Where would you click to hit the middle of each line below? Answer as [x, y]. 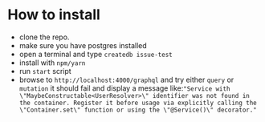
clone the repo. [44, 37]
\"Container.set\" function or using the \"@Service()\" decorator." [138, 110]
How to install [54, 15]
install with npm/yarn [52, 63]
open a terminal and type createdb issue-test [96, 54]
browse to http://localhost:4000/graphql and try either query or [126, 79]
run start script [45, 71]
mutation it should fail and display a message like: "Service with [124, 88]
